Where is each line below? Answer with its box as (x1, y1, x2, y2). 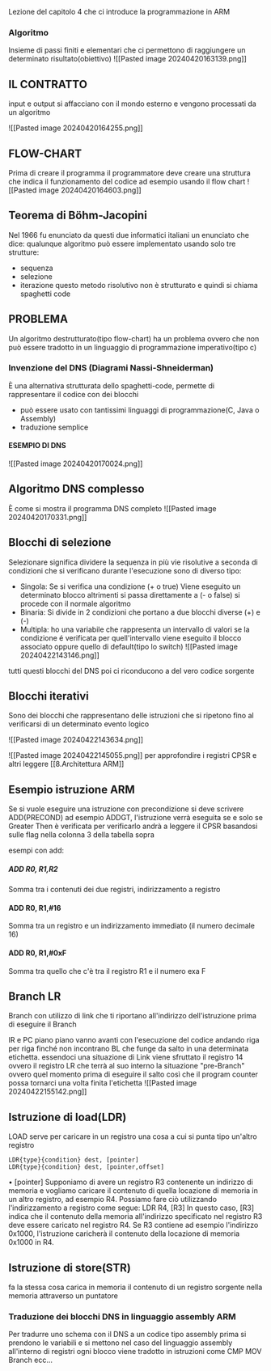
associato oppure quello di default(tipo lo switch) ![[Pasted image (19, 641, 239, 651)
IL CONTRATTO (8, 77, 87, 91)
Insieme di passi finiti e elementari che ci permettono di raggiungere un (8, 45, 246, 55)
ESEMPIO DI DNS (8, 441, 66, 451)
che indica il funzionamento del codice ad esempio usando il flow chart (8, 176, 246, 186)
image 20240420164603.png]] (38, 185, 142, 195)
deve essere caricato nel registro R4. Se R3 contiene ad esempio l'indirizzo (8, 1221, 259, 1230)
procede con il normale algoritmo (19, 599, 131, 608)
